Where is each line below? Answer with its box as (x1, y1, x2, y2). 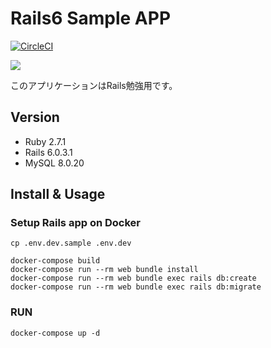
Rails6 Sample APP (10, 7, 172, 30)
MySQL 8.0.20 (24, 157, 85, 169)
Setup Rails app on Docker (10, 216, 141, 230)
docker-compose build (10, 256, 101, 266)
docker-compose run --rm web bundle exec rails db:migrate (10, 282, 262, 292)
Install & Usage (10, 186, 106, 203)
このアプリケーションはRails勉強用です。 (10, 79, 178, 91)
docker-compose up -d (10, 328, 101, 338)
